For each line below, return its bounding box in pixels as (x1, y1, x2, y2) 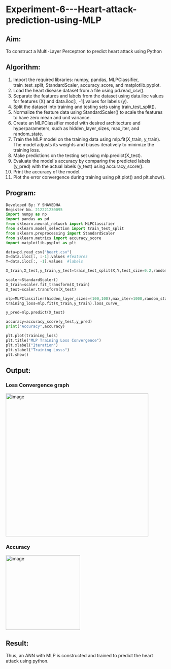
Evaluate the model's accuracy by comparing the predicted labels (13, 158, 151, 164)
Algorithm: (6, 63, 41, 72)
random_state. (13, 131, 44, 137)
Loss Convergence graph (6, 381, 70, 389)
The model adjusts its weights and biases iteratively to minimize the (13, 141, 154, 147)
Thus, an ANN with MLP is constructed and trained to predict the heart (6, 653, 153, 659)
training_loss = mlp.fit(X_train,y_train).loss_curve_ (6, 301, 120, 306)
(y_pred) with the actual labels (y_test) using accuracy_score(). (13, 163, 144, 169)
